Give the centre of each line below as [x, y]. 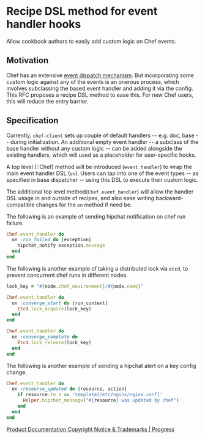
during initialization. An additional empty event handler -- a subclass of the [104, 141]
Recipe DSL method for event [82, 11]
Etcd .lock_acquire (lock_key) [54, 309]
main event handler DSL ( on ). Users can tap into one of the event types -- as [102, 173]
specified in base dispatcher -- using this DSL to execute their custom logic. [102, 179]
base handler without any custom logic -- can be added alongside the [94, 148]
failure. [15, 223]
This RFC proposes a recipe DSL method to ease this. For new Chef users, [100, 95]
